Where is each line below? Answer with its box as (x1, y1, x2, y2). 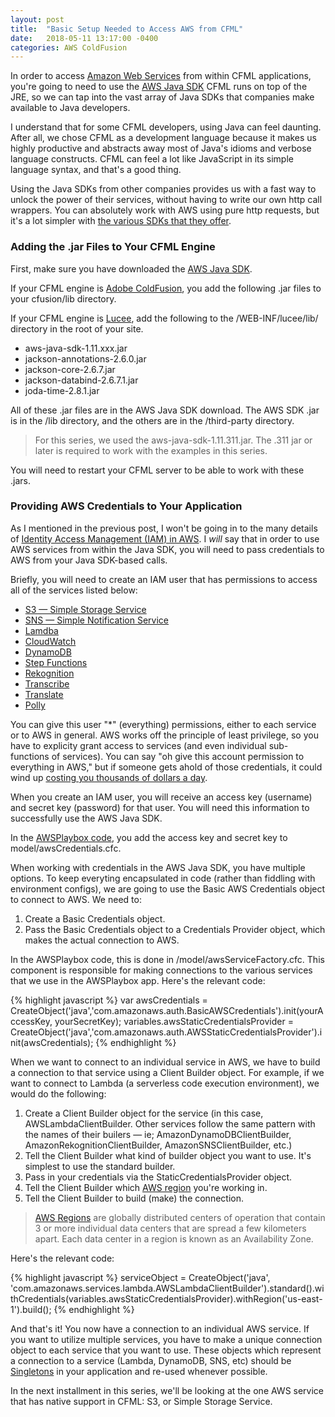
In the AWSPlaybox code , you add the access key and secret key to (10, 831, 288, 843)
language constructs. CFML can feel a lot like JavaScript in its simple (10, 153, 294, 165)
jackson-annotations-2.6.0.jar (24, 352, 147, 365)
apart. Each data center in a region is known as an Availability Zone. (34, 1232, 314, 1245)
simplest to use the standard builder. (24, 1160, 176, 1172)
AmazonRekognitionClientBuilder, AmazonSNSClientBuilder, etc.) (24, 1139, 293, 1151)
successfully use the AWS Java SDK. (10, 812, 163, 824)
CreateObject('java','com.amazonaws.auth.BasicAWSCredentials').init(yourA (10, 1004, 324, 1016)
